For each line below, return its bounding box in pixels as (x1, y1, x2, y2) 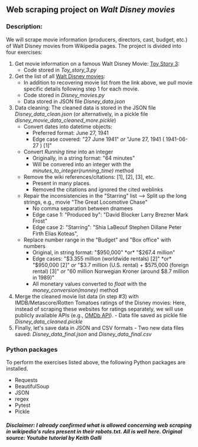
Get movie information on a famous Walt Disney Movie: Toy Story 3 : (14, 60, 180, 67)
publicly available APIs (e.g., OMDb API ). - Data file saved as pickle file (14, 311, 187, 319)
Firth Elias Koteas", (32, 230, 79, 237)
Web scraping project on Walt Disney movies (6, 5, 176, 15)
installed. (6, 365, 28, 372)
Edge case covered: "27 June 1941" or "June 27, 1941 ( (32, 136, 165, 143)
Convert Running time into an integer (23, 148, 113, 155)
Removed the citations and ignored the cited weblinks (32, 186, 164, 193)
